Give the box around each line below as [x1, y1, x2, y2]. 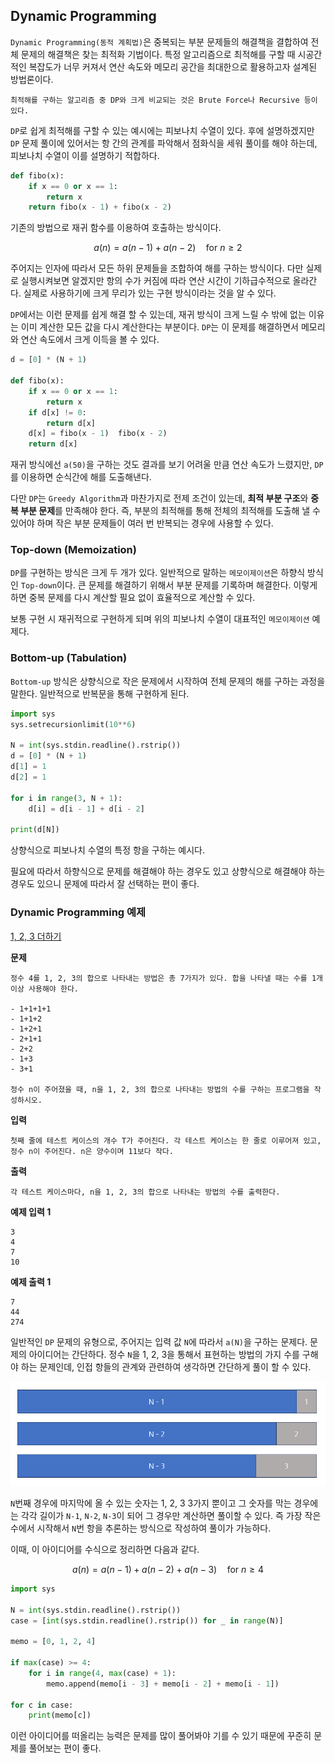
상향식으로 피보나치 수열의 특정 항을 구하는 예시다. [10, 844, 206, 856]
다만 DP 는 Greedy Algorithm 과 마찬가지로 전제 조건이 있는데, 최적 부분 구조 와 [10, 492, 309, 504]
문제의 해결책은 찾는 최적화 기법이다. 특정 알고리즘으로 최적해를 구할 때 [20, 48, 296, 60]
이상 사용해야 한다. [10, 984, 79, 994]
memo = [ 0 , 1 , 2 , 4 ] [10, 1637, 97, 1647]
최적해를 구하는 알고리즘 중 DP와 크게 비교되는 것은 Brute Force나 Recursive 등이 [10, 95, 318, 105]
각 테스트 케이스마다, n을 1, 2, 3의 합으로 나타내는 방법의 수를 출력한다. [10, 1187, 281, 1197]
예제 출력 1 [10, 1275, 52, 1288]
